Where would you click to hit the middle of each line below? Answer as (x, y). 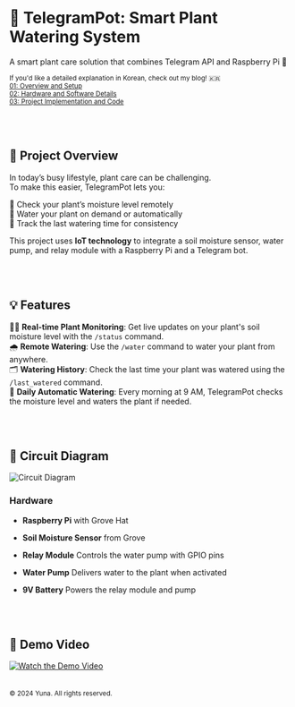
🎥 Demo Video (50, 645)
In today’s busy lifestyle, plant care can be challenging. (110, 177)
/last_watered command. (56, 382)
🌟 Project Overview (64, 156)
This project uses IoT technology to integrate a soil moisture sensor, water (147, 241)
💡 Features (40, 306)
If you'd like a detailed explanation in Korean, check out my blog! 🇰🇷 (115, 78)
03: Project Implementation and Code (67, 101)
